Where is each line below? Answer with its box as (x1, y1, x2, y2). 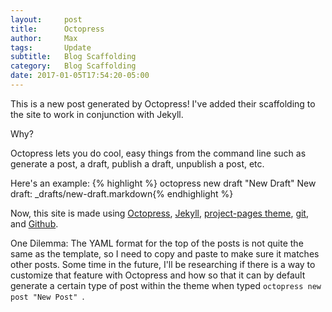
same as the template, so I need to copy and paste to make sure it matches (10, 247, 320, 260)
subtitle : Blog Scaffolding (10, 52, 137, 62)
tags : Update (10, 42, 92, 53)
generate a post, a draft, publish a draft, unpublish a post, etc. (10, 157, 265, 170)
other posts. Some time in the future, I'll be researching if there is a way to (10, 258, 316, 270)
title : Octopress (10, 24, 105, 34)
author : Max (10, 33, 78, 43)
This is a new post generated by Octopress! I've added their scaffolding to (10, 97, 316, 110)
